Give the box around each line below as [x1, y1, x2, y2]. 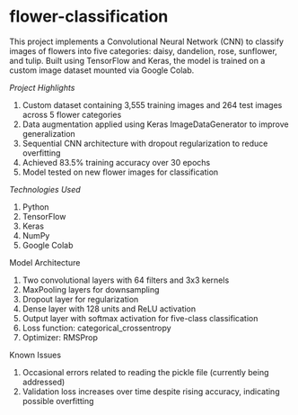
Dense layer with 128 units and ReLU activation [22, 303, 197, 314]
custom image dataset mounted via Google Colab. [9, 65, 195, 76]
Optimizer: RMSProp [22, 331, 99, 343]
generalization [22, 128, 76, 139]
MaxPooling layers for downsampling [22, 284, 160, 294]
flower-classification [9, 6, 169, 27]
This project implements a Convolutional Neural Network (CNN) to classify [9, 36, 285, 47]
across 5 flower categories [22, 109, 122, 120]
